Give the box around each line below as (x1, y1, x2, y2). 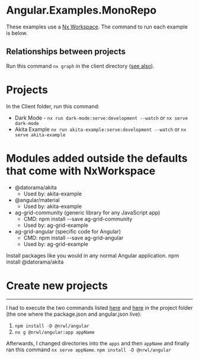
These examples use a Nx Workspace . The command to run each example (6, 23, 188, 30)
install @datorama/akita (6, 258, 64, 265)
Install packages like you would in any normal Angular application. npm (6, 252, 179, 259)
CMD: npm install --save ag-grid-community (23, 215, 133, 222)
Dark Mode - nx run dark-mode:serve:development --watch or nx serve (14, 114, 188, 121)
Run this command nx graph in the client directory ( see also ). (6, 62, 155, 69)
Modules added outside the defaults (6, 152, 188, 165)
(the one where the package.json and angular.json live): (6, 310, 142, 318)
